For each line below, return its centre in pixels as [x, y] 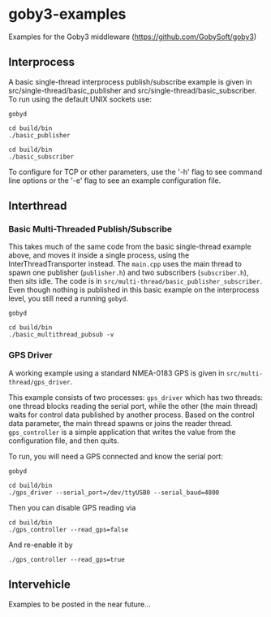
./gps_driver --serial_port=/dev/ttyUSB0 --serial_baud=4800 [114, 493]
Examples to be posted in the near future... [80, 604]
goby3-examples [67, 14]
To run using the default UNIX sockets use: [80, 99]
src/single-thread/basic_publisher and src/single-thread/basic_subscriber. [133, 90]
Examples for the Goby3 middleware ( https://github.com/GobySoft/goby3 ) [133, 37]
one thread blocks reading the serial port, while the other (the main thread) [133, 406]
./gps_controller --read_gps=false [69, 529]
